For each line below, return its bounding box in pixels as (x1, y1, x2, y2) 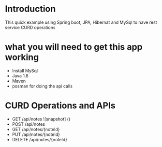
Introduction (5, 3, 56, 15)
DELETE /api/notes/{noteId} (12, 136, 68, 142)
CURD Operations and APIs (5, 100, 116, 111)
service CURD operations (5, 24, 56, 30)
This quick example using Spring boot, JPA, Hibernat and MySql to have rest (5, 19, 157, 25)
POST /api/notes (12, 121, 45, 127)
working (5, 52, 39, 63)
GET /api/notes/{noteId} (12, 126, 60, 132)
